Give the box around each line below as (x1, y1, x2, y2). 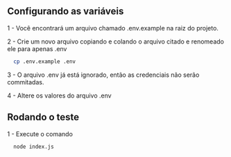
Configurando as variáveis (7, 6, 124, 17)
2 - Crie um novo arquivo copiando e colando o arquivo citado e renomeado (7, 37, 224, 46)
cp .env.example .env (13, 58, 76, 65)
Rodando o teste (7, 111, 80, 123)
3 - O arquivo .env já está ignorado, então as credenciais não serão (7, 71, 200, 79)
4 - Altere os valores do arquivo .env (7, 91, 112, 100)
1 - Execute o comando (7, 129, 73, 138)
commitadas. (7, 77, 44, 86)
